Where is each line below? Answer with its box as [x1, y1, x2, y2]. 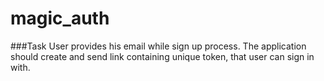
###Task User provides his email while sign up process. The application [10, 40, 307, 52]
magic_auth [10, 7, 110, 30]
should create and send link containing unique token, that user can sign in [10, 50, 315, 62]
